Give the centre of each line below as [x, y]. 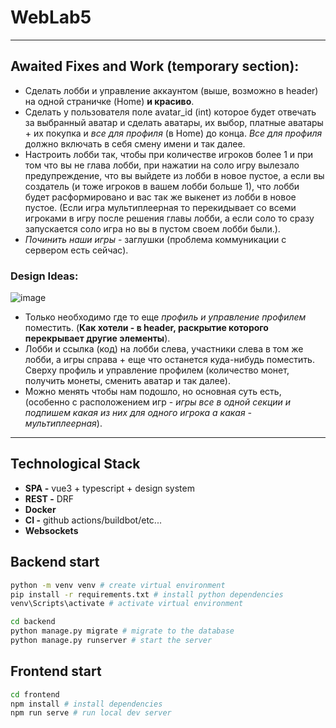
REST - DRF [49, 498]
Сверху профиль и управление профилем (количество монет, [157, 370]
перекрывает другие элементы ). [97, 338]
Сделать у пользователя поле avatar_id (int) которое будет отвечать [170, 112]
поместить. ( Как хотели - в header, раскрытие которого [146, 328]
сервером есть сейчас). [76, 250]
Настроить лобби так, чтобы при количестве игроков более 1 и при [169, 154]
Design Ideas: [44, 276]
